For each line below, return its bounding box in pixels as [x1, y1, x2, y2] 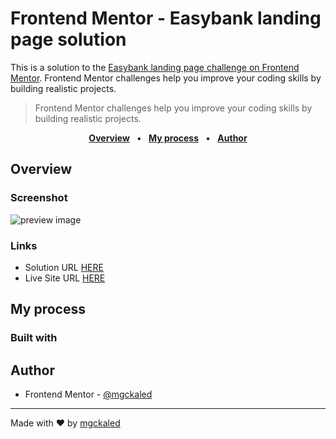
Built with [10, 331, 58, 345]
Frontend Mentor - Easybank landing [10, 7, 322, 30]
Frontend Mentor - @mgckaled [24, 388, 153, 401]
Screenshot [10, 191, 68, 205]
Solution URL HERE [24, 261, 104, 273]
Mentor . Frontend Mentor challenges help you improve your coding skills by [10, 72, 322, 84]
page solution [10, 28, 127, 51]
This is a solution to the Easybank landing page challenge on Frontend [10, 61, 300, 73]
